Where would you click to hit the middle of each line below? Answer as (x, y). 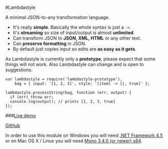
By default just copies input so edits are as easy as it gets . (75, 49)
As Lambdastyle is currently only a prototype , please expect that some (80, 59)
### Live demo (21, 115)
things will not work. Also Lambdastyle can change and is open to (75, 64)
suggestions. (19, 70)
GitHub (13, 125)
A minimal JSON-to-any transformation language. (58, 17)
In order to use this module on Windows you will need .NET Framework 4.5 (84, 135)
